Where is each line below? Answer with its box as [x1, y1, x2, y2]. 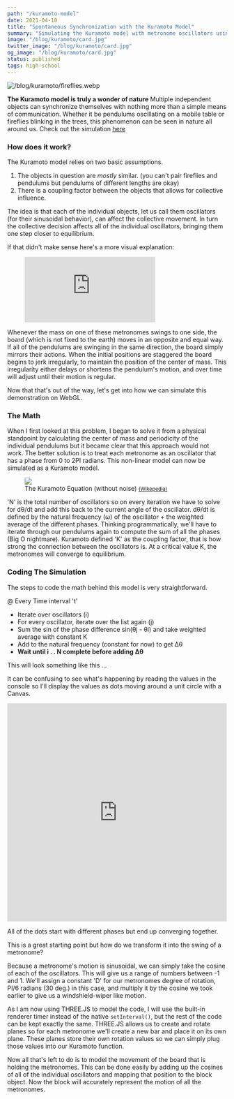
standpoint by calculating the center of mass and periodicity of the [7, 434, 198, 443]
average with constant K [17, 633, 88, 641]
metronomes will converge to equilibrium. [7, 549, 127, 559]
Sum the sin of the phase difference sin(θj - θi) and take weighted [17, 625, 207, 633]
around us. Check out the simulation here [7, 124, 126, 133]
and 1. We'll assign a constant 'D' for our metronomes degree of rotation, [7, 976, 216, 984]
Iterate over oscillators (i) [17, 610, 89, 619]
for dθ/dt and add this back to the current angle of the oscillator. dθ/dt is [7, 506, 215, 514]
